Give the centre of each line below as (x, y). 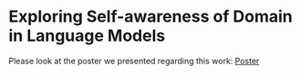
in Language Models (87, 36)
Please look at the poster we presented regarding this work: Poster (134, 61)
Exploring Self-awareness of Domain (150, 17)
